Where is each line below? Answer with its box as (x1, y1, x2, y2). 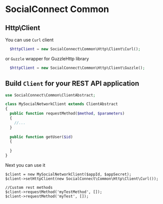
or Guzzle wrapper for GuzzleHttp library (5, 55, 89, 61)
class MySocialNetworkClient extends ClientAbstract (5, 101, 118, 107)
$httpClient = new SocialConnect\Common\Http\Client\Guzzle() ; (10, 65, 145, 70)
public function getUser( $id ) (10, 134, 73, 139)
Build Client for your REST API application (5, 79, 139, 88)
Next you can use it (5, 162, 45, 168)
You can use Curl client (5, 37, 54, 43)
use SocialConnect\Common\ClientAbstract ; (5, 92, 96, 97)
